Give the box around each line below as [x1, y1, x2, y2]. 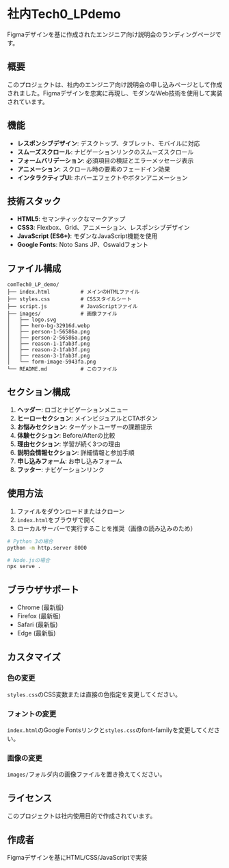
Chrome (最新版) [16, 603, 64, 611]
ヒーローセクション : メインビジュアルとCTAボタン [16, 414, 159, 422]
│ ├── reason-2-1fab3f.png [7, 347, 90, 353]
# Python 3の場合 [7, 538, 53, 545]
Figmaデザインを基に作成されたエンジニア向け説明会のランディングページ [7, 30, 216, 38]
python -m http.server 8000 [7, 544, 87, 551]
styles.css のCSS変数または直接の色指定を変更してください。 [7, 690, 181, 699]
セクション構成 [7, 386, 70, 398]
